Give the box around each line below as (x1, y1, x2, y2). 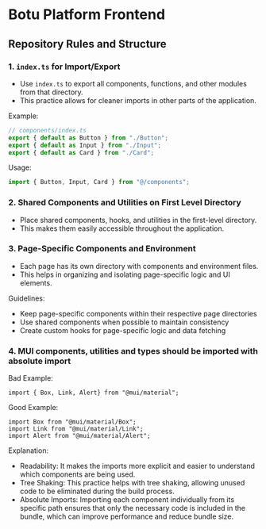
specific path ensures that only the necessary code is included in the (19, 504, 246, 513)
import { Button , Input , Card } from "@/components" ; (8, 178, 191, 186)
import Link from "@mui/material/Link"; (8, 425, 145, 433)
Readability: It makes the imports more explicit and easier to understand (19, 462, 256, 471)
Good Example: (8, 403, 59, 412)
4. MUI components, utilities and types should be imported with (8, 345, 258, 356)
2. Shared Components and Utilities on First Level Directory (8, 197, 242, 208)
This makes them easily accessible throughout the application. (19, 224, 225, 233)
